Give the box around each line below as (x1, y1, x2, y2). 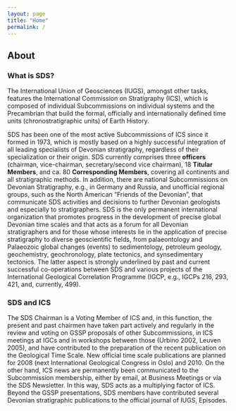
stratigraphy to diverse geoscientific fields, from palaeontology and (7, 235, 203, 244)
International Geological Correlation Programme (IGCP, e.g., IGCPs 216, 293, (7, 273, 229, 281)
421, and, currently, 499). (7, 280, 81, 289)
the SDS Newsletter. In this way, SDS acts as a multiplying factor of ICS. (7, 381, 216, 390)
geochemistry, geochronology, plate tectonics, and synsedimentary (7, 250, 204, 259)
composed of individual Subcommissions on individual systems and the (7, 102, 215, 110)
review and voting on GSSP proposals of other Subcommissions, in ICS (7, 329, 213, 337)
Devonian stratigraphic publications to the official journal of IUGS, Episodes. (7, 396, 228, 405)
